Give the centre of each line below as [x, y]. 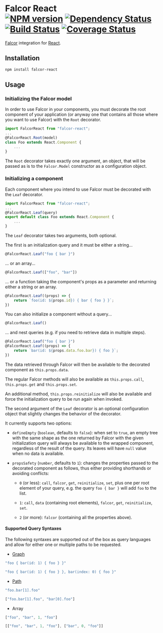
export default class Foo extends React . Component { [60, 217]
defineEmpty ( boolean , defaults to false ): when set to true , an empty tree [85, 432]
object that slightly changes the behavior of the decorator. [63, 413]
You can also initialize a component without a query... [58, 314]
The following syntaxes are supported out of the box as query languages [78, 540]
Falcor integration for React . [33, 43]
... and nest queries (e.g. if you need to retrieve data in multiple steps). [75, 333]
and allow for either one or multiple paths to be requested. [63, 545]
